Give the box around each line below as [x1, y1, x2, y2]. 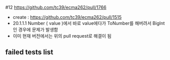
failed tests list [5, 48, 54, 56]
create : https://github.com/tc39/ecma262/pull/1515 [12, 14, 122, 20]
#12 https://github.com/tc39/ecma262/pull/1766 [5, 5, 107, 10]
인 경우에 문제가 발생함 [12, 26, 58, 33]
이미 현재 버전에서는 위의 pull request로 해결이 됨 [12, 33, 112, 39]
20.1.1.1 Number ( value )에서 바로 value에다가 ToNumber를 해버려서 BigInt [12, 20, 165, 26]
